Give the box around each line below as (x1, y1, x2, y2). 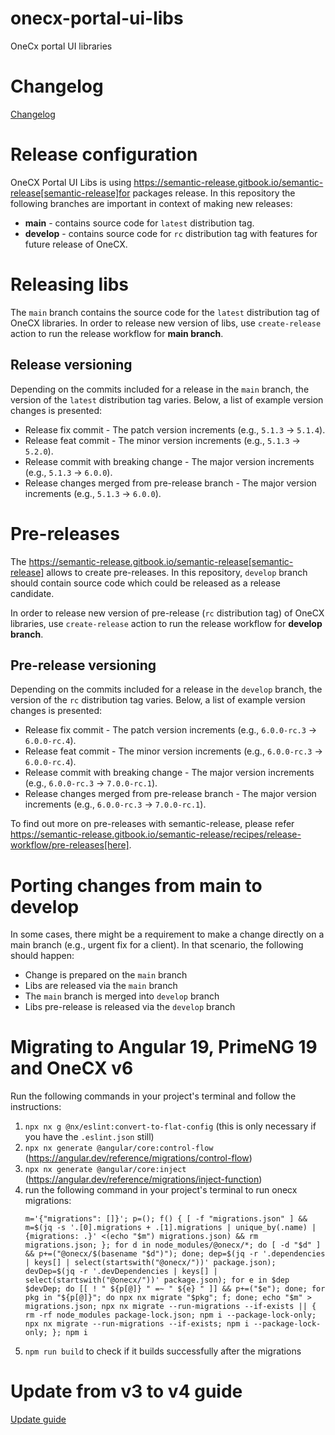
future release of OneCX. (24, 238, 128, 250)
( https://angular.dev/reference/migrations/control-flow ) (24, 1152, 253, 1164)
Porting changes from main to (10, 874, 263, 897)
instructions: (10, 1101, 62, 1113)
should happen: (10, 950, 75, 962)
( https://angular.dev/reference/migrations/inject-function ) (24, 1173, 263, 1186)
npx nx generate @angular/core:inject (24, 1165, 187, 1175)
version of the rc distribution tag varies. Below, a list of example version (10, 694, 306, 706)
